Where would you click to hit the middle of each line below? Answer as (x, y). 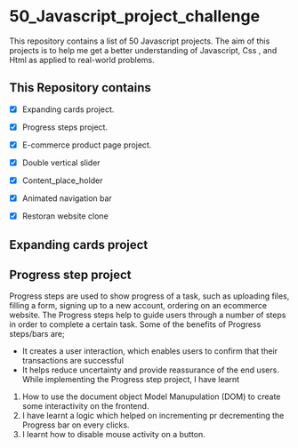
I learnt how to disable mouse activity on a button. (114, 435)
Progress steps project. (65, 127)
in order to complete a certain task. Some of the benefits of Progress (135, 324)
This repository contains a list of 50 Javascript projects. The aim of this (140, 41)
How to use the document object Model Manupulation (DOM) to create (151, 396)
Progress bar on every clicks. (76, 425)
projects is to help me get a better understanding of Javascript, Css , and (143, 50)
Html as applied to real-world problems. (82, 60)
